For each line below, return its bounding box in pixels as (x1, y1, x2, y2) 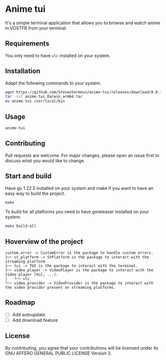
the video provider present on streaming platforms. (5, 285, 116, 290)
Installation (5, 67, 41, 75)
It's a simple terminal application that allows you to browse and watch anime (5, 20, 161, 26)
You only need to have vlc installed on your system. (5, 52, 111, 58)
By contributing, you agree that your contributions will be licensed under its (5, 345, 159, 351)
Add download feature (12, 317, 58, 323)
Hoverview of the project (5, 237, 83, 246)
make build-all (5, 224, 37, 228)
